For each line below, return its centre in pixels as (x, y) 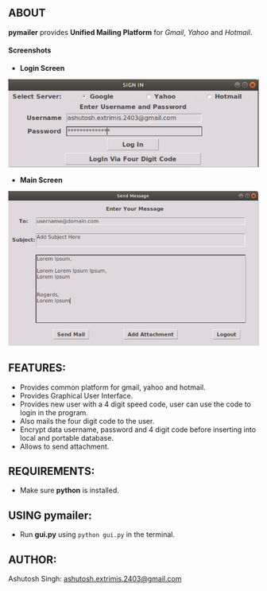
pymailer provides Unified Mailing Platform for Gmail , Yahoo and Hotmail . (130, 32)
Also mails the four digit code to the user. (87, 421)
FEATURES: (37, 368)
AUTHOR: (33, 560)
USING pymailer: (50, 515)
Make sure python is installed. (69, 490)
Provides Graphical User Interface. (76, 395)
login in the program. (54, 412)
